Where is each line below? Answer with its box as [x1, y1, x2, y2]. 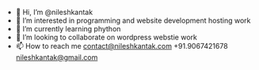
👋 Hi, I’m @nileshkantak [15, 8, 93, 17]
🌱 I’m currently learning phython [15, 24, 121, 33]
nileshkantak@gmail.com [15, 53, 98, 62]
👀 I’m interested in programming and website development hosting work [15, 16, 251, 25]
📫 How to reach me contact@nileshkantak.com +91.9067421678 [15, 42, 228, 50]
